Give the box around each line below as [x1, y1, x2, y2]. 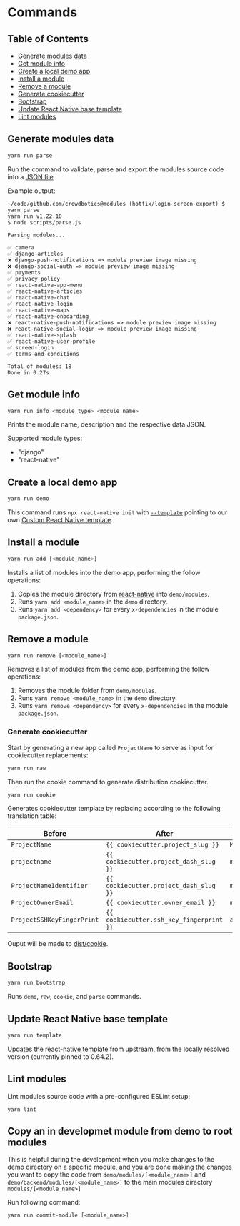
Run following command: [7, 1198, 81, 1207]
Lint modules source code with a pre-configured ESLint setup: [7, 1092, 191, 1100]
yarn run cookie [7, 791, 56, 799]
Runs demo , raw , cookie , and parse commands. [7, 992, 141, 1001]
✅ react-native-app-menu [7, 281, 83, 289]
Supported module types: [7, 434, 83, 443]
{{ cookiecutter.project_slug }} [106, 841, 220, 849]
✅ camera [7, 244, 35, 251]
